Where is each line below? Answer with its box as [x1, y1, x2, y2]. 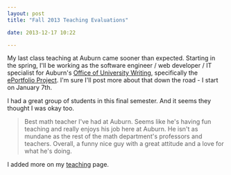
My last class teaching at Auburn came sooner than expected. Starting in [7, 54, 216, 62]
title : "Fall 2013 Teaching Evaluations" [7, 17, 129, 24]
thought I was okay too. [7, 104, 75, 113]
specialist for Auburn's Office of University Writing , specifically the [7, 68, 198, 77]
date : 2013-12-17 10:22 [7, 29, 76, 36]
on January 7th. [7, 84, 52, 92]
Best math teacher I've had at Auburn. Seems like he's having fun [24, 118, 212, 126]
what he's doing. [24, 147, 72, 156]
